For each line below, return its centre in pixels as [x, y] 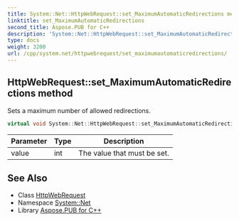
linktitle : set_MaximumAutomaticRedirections [76, 21]
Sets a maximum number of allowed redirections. [79, 110]
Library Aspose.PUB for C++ [59, 210]
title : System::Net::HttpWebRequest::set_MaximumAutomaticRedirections [116, 14]
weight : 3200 [27, 47]
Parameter [29, 141]
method [55, 93]
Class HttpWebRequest [52, 195]
